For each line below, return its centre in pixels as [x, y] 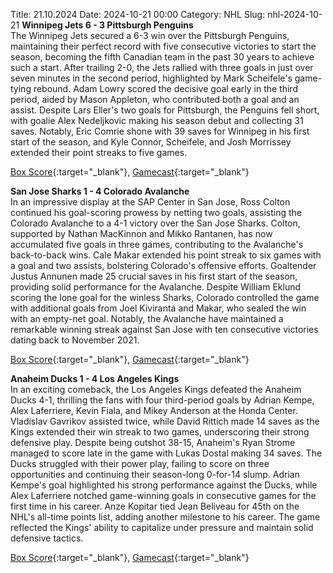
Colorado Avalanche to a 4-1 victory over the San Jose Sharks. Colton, [155, 223]
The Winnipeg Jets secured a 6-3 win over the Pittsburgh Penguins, [150, 35]
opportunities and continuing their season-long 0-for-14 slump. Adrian [155, 474]
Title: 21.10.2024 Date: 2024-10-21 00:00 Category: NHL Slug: [138, 14]
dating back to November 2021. [75, 340]
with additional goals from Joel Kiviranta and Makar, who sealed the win [158, 308]
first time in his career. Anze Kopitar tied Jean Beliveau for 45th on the [155, 506]
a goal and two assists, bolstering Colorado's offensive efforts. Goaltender [163, 265]
